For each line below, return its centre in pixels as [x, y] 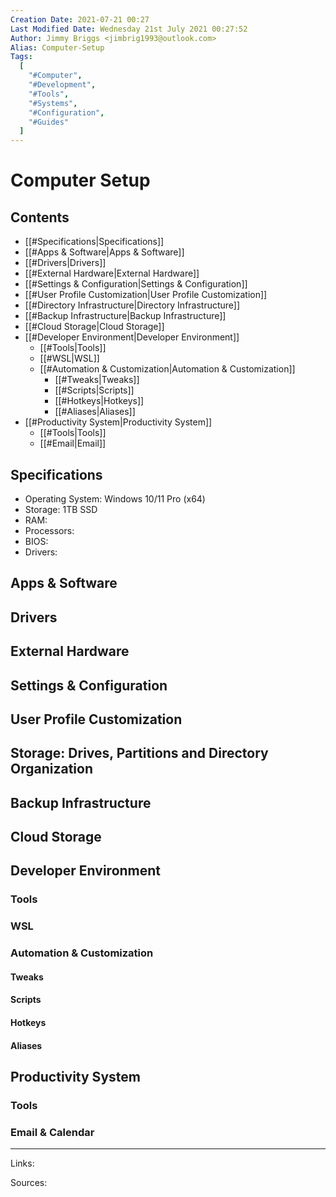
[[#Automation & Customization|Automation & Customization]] [167, 369]
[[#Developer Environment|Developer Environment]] [132, 337]
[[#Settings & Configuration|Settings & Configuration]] [136, 284]
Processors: [49, 530]
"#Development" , [62, 85]
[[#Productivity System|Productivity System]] [118, 422]
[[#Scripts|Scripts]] [94, 390]
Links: [22, 1163]
